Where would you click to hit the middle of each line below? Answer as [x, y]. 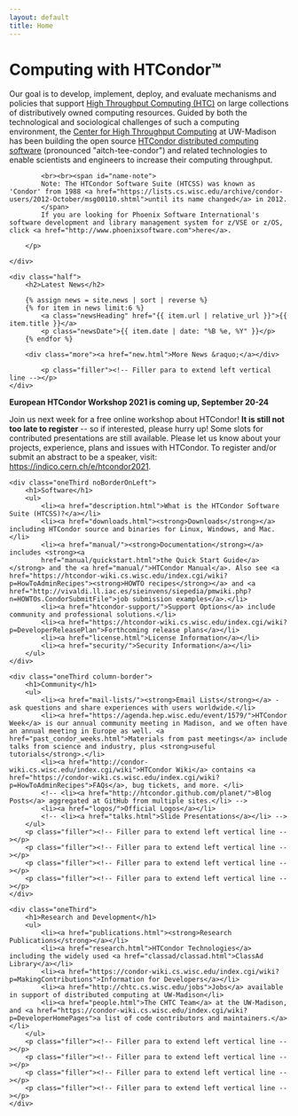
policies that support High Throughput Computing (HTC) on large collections [149, 104]
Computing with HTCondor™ [115, 70]
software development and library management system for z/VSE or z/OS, [146, 223]
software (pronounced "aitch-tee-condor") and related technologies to [138, 151]
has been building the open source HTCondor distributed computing [134, 141]
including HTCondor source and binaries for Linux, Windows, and [132, 530]
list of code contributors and [162, 1018]
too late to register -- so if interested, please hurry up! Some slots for [137, 429]
